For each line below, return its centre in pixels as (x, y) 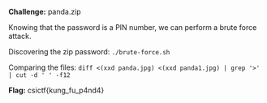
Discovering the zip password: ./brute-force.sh (89, 51)
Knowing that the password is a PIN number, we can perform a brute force (133, 27)
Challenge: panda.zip (45, 12)
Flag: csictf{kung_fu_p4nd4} (56, 90)
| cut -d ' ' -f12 (39, 75)
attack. (20, 36)
